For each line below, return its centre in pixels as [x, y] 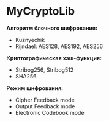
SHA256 [26, 76]
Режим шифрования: [35, 88]
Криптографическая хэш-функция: [54, 58]
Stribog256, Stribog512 [44, 70]
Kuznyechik [30, 40]
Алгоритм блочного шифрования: [52, 28]
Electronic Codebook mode [50, 112]
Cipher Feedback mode [45, 100]
